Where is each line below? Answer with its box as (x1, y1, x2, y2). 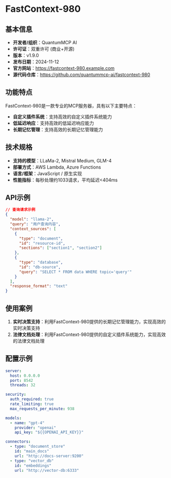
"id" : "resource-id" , (18, 241, 66, 246)
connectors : (5, 439, 31, 445)
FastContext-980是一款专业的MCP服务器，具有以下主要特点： (5, 102, 137, 108)
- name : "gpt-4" (10, 420, 45, 426)
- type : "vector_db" (10, 458, 54, 463)
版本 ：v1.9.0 (12, 52, 40, 58)
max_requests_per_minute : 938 (10, 406, 74, 411)
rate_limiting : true (10, 401, 54, 407)
